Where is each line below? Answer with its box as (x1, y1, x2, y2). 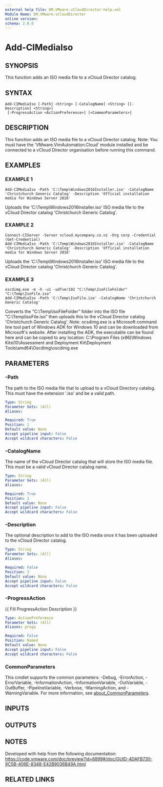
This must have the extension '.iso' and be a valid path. (5, 390, 116, 396)
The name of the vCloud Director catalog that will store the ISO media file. (5, 459, 154, 465)
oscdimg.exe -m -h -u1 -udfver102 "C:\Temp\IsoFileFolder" (5, 287, 128, 292)
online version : (5, 16, 38, 21)
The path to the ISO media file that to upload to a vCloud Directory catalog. (5, 385, 156, 391)
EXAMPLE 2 (5, 222, 34, 228)
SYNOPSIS (5, 61, 39, 70)
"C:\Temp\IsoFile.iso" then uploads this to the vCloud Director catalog (5, 314, 145, 320)
